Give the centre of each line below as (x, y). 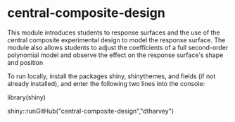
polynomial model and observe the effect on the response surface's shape (115, 55)
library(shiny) (27, 97)
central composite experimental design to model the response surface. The (116, 39)
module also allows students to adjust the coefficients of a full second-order (118, 47)
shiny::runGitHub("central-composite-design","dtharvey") (91, 111)
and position (25, 62)
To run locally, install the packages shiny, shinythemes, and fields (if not (112, 76)
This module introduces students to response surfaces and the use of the (114, 32)
